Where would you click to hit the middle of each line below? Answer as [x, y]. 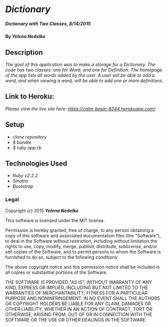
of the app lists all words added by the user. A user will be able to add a [80, 75]
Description [24, 52]
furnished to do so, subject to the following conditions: [62, 257]
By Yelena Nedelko [25, 36]
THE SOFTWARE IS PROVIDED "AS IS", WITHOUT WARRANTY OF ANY [79, 282]
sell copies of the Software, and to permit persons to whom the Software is [83, 252]
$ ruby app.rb [27, 147]
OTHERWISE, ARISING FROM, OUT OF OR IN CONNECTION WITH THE [79, 314]
